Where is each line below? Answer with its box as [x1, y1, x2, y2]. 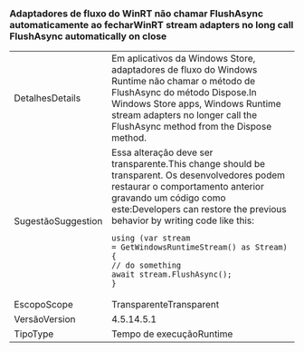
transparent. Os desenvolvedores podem [111, 169, 286, 181]
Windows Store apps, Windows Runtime [111, 98, 282, 111]
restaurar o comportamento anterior [111, 181, 264, 193]
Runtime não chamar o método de [111, 75, 256, 88]
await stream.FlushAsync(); [111, 269, 233, 279]
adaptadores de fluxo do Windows [111, 64, 258, 76]
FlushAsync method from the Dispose [111, 121, 272, 133]
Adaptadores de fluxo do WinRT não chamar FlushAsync [9, 7, 264, 20]
